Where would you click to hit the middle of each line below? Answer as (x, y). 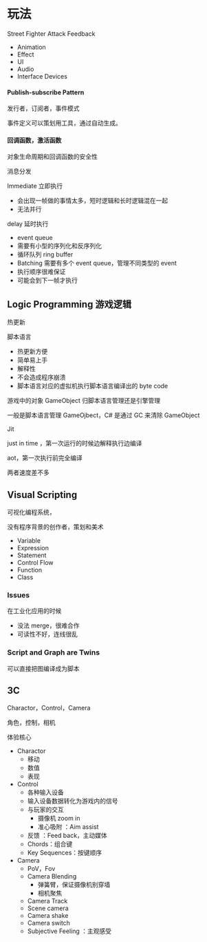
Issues (19, 595)
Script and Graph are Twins (54, 652)
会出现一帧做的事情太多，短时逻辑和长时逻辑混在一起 (92, 201)
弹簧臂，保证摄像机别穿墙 (74, 885)
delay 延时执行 (28, 224)
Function (30, 570)
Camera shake (48, 916)
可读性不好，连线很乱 (47, 634)
